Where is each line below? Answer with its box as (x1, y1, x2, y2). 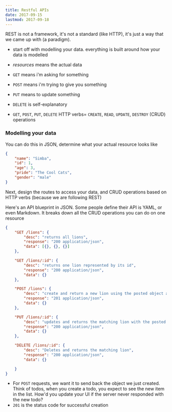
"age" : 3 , (14, 165, 36, 170)
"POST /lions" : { (14, 286, 52, 292)
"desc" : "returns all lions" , (24, 234, 88, 240)
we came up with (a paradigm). (5, 36, 71, 42)
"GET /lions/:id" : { (14, 258, 58, 264)
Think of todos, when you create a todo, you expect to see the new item (12, 386, 165, 392)
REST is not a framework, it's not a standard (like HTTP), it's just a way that (5, 31, 164, 37)
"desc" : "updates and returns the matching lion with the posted (24, 319, 166, 324)
